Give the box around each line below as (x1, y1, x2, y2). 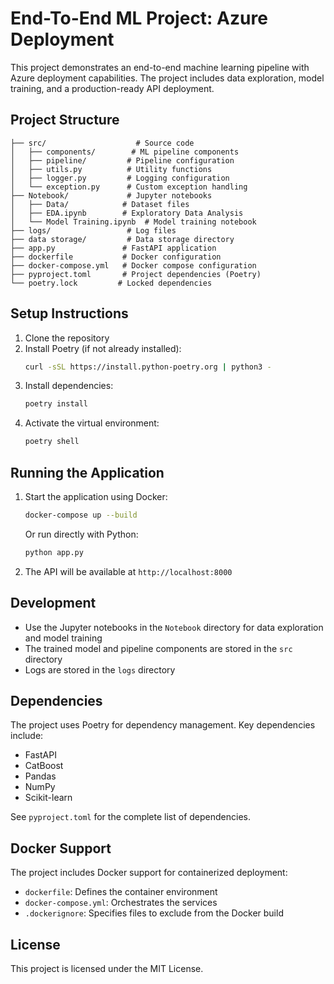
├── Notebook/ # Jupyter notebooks (10, 190, 213, 201)
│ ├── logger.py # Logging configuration (10, 173, 230, 183)
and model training (24, 632, 103, 644)
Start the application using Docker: (24, 491, 168, 502)
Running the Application (10, 464, 165, 481)
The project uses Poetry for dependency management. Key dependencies (10, 719, 316, 731)
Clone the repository (24, 332, 110, 344)
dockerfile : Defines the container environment (24, 886, 218, 898)
